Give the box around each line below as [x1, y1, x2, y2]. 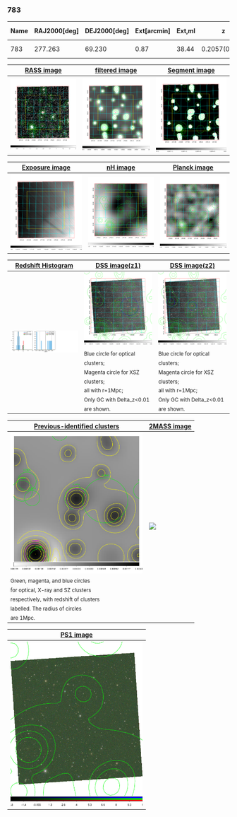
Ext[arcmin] [135, 27, 171, 35]
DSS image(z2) [169, 261, 215, 270]
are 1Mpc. [10, 614, 35, 621]
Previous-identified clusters [34, 422, 120, 430]
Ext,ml [176, 27, 196, 35]
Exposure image [21, 163, 71, 172]
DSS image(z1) [95, 261, 141, 270]
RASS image [24, 66, 62, 75]
